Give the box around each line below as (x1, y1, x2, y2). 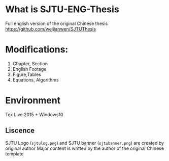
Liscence (5, 126, 35, 135)
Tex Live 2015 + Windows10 (5, 111, 63, 118)
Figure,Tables (12, 71, 42, 77)
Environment (5, 95, 61, 106)
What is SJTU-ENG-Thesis (5, 4, 119, 15)
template (5, 150, 24, 156)
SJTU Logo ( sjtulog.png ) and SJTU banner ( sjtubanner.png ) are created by (5, 140, 164, 146)
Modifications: (5, 44, 69, 56)
